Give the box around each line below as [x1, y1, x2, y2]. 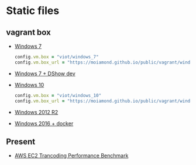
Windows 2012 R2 [14, 108, 59, 115]
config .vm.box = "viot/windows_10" [14, 92, 102, 99]
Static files [6, 4, 60, 17]
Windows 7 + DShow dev [14, 70, 76, 77]
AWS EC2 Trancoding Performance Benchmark [14, 152, 129, 159]
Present [6, 136, 36, 146]
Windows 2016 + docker [14, 120, 74, 127]
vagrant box [6, 27, 51, 37]
